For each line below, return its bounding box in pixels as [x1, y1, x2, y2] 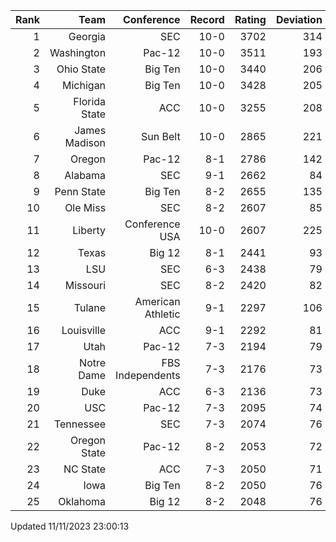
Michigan [62, 79, 107, 92]
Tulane [73, 301, 107, 314]
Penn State [54, 185, 107, 198]
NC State [63, 462, 107, 476]
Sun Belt [141, 130, 181, 143]
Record [189, 13, 225, 26]
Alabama [64, 169, 107, 182]
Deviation [275, 13, 323, 26]
